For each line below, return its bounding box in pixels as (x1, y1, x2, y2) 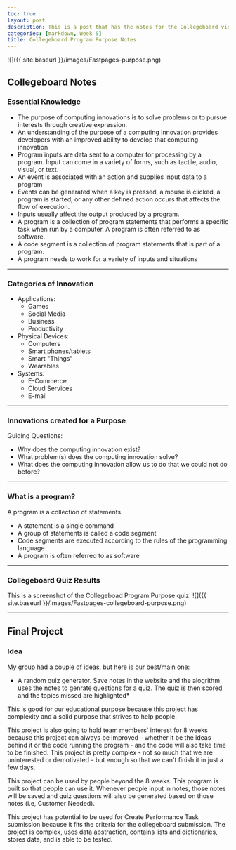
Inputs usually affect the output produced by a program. (17, 210, 180, 218)
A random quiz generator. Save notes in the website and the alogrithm (17, 676, 220, 684)
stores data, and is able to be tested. (7, 835, 113, 843)
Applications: (17, 295, 56, 303)
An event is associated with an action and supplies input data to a (17, 173, 207, 181)
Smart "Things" (27, 354, 73, 363)
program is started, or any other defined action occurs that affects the (17, 194, 221, 204)
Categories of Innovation (7, 279, 94, 288)
